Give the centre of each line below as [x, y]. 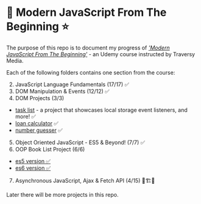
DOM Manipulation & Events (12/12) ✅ [62, 91]
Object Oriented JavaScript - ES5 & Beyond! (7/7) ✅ [80, 142]
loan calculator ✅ [37, 123]
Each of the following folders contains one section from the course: [91, 72]
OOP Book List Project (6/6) [50, 149]
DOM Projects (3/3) [40, 98]
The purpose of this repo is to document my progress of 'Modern [88, 48]
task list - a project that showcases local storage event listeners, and [101, 110]
